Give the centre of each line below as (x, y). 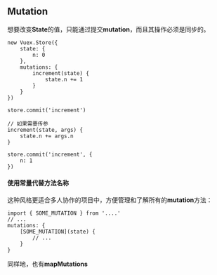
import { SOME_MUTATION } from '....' (64, 213)
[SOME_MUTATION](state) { (58, 232)
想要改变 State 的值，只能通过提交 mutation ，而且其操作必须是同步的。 (108, 29)
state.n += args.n (47, 136)
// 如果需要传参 (28, 123)
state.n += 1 (64, 79)
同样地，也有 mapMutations (47, 264)
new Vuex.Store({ (33, 42)
